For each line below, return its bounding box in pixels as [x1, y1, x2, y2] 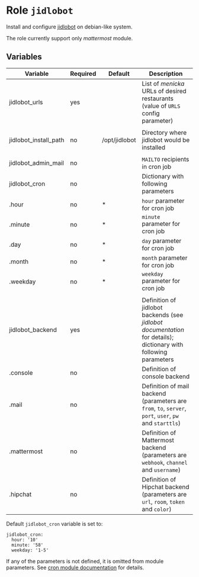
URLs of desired [142, 87, 187, 95]
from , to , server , [142, 404, 187, 412]
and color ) [142, 505, 172, 513]
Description [149, 69, 183, 78]
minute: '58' [11, 542, 44, 548]
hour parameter [142, 196, 185, 205]
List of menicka [142, 79, 185, 88]
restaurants [142, 94, 174, 103]
